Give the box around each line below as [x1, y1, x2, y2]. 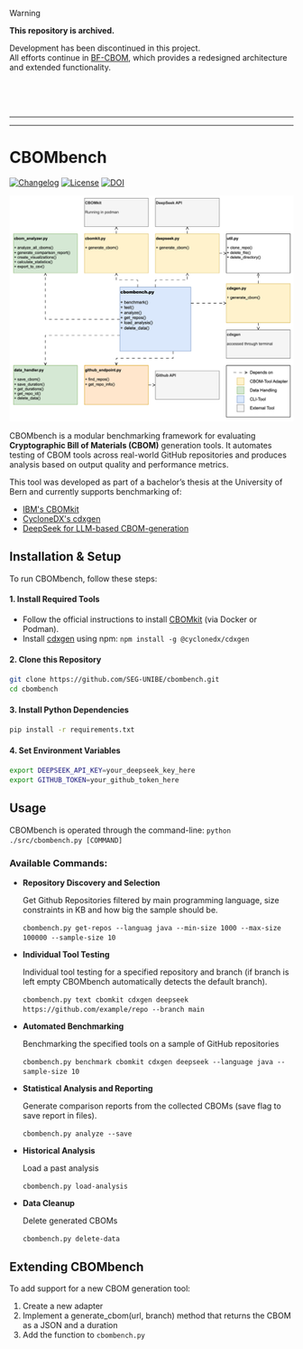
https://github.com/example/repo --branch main [22, 1005, 205, 1014]
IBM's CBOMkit [22, 504, 79, 514]
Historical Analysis [22, 1146, 96, 1156]
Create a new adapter [22, 1301, 104, 1311]
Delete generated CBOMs [22, 1215, 118, 1226]
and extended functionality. [9, 62, 111, 72]
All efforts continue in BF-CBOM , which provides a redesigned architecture [9, 52, 288, 62]
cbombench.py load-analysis [22, 1182, 128, 1192]
